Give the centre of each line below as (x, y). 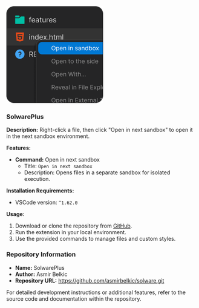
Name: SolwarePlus (40, 267)
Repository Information (41, 255)
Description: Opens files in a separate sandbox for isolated (97, 172)
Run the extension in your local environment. (70, 232)
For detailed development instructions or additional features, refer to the (96, 292)
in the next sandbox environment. (48, 136)
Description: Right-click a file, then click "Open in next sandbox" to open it (99, 130)
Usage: (16, 214)
